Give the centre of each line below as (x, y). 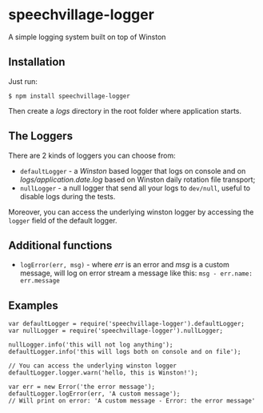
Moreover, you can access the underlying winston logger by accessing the (131, 212)
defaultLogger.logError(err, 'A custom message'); (94, 394)
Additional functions (60, 245)
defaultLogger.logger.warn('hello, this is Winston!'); (103, 373)
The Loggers (41, 136)
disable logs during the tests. (68, 196)
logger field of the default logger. (63, 220)
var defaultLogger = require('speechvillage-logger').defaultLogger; (127, 324)
